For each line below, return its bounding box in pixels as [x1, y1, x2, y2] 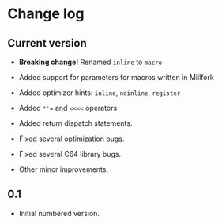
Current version [7, 36, 88, 50]
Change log [7, 5, 85, 23]
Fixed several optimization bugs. [18, 134, 125, 143]
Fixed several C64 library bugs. [18, 150, 122, 158]
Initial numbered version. [18, 208, 100, 218]
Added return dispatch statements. [18, 119, 133, 127]
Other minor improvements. [18, 165, 108, 174]
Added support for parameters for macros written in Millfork [18, 73, 214, 82]
